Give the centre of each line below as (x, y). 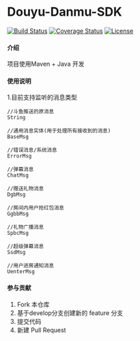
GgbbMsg (18, 214)
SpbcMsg (18, 233)
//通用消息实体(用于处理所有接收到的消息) (59, 131)
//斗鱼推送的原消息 (31, 112)
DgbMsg (16, 195)
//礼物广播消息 (26, 227)
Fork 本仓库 (33, 304)
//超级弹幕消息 (26, 247)
